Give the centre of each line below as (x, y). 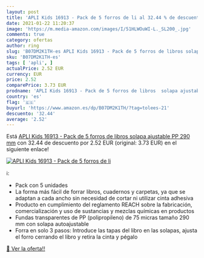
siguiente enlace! (28, 149)
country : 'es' (24, 97)
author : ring (23, 46)
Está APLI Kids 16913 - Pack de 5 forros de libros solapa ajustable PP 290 (98, 137)
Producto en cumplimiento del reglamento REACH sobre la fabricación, (104, 205)
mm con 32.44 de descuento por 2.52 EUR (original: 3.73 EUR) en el (92, 143)
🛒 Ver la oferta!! (26, 249)
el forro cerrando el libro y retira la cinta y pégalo (76, 237)
